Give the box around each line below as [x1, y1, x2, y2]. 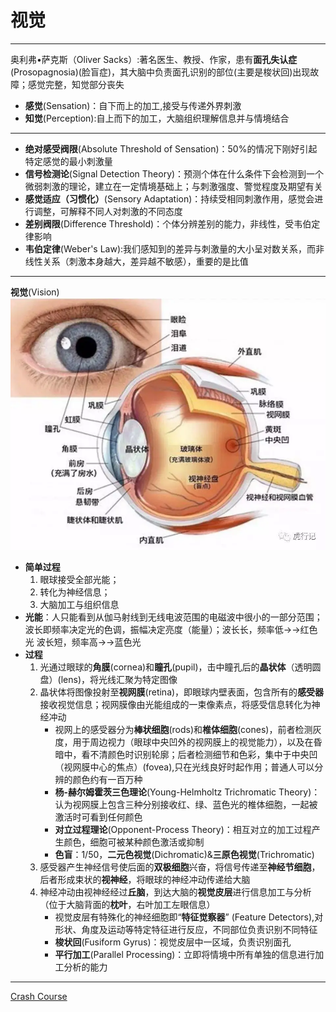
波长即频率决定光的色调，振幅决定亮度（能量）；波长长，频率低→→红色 [24, 623, 318, 635]
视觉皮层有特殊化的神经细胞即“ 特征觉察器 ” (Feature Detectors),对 [54, 911, 324, 923]
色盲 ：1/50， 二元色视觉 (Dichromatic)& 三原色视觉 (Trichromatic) [54, 848, 315, 860]
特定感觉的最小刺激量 [24, 155, 113, 167]
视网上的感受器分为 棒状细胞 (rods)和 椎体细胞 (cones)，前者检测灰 [54, 723, 322, 735]
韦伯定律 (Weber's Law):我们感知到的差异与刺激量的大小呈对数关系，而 [24, 242, 317, 255]
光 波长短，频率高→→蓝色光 [24, 636, 142, 648]
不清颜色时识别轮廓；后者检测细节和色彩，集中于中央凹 [89, 748, 318, 760]
